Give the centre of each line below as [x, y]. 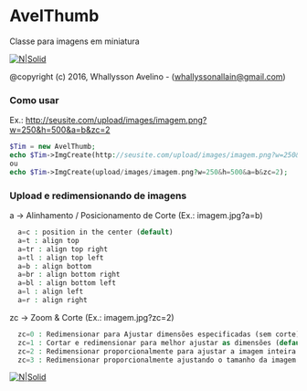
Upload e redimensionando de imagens [98, 195]
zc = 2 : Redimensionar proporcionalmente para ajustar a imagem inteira [157, 351]
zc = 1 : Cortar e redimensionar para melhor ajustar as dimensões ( [149, 343]
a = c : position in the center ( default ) [95, 232]
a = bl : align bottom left [67, 283]
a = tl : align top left [61, 258]
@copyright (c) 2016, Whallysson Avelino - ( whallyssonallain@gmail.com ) [148, 76]
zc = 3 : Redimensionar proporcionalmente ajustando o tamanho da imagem [157, 360]
